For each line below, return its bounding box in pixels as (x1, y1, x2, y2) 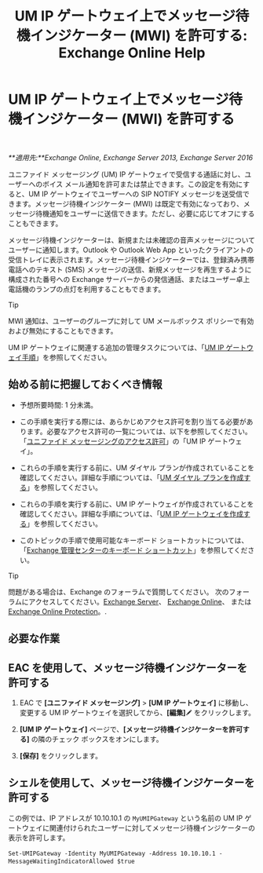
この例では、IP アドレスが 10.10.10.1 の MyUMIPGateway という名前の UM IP (8, 813, 243, 823)
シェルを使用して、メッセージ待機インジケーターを (8, 776, 255, 790)
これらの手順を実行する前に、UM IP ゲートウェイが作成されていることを (19, 499, 254, 509)
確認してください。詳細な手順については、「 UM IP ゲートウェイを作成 (19, 509, 243, 518)
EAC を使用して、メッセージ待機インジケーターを (8, 661, 247, 674)
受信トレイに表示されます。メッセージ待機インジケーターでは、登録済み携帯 (8, 254, 255, 264)
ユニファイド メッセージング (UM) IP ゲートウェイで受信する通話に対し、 (8, 170, 245, 179)
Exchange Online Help (58, 44, 206, 62)
